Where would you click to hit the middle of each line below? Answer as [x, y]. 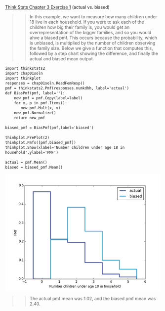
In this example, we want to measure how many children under [93, 17]
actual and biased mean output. [62, 59]
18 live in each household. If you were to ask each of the [87, 22]
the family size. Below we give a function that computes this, [91, 48]
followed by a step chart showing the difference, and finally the [94, 53]
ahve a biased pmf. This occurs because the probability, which [93, 38]
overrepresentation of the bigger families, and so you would [90, 32]
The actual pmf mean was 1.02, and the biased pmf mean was [93, 298]
